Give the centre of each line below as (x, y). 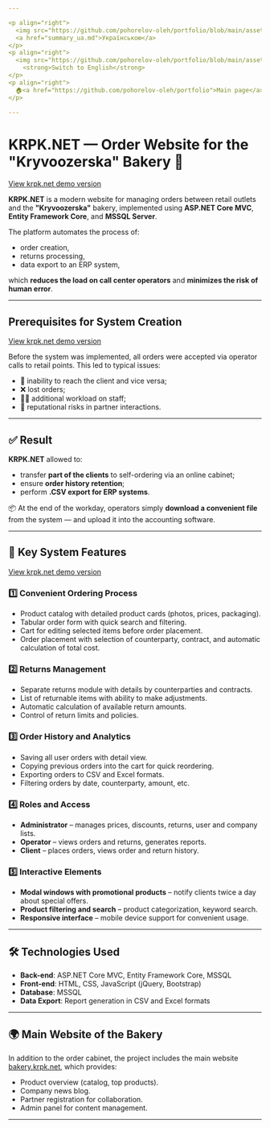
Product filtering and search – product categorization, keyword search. (139, 909)
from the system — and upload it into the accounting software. (112, 519)
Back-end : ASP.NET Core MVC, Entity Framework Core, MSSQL (126, 975)
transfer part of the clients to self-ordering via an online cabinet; (127, 475)
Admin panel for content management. (84, 1108)
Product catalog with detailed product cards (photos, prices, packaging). (140, 614)
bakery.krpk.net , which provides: (63, 1066)
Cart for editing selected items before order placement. (111, 631)
